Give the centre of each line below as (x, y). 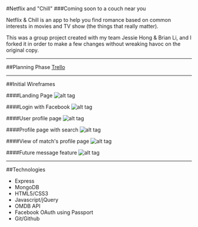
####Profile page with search (42, 130)
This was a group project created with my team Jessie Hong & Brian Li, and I (99, 37)
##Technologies (26, 170)
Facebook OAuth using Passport (54, 212)
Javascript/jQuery (37, 200)
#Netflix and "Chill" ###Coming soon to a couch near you (76, 9)
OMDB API (27, 206)
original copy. (23, 50)
